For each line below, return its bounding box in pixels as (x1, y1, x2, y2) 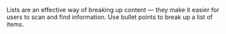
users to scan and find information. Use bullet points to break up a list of (6, 13, 213, 21)
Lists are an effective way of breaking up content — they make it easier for (6, 6, 220, 14)
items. (6, 20, 24, 28)
